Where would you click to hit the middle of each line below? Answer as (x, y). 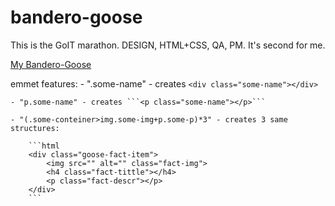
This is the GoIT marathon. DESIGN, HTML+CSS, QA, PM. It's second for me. (168, 45)
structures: (35, 128)
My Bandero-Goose (51, 64)
